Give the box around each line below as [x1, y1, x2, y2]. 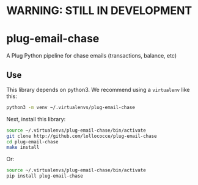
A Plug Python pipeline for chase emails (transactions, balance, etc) [6, 52, 177, 59]
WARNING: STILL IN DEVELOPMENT [6, 4, 193, 18]
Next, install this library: [6, 115, 66, 123]
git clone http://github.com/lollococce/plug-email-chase [6, 133, 157, 139]
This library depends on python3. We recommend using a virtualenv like [6, 86, 190, 93]
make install [6, 145, 40, 151]
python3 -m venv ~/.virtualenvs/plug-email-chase [6, 104, 136, 110]
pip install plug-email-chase [6, 173, 84, 179]
